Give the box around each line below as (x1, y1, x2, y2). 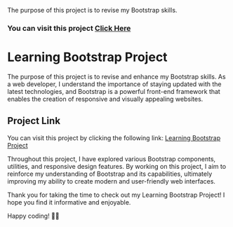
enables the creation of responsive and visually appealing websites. (7, 95, 204, 103)
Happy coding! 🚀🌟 (7, 212, 60, 220)
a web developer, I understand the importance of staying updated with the (7, 80, 222, 88)
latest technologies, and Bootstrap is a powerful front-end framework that (7, 87, 221, 95)
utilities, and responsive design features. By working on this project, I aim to (7, 162, 227, 170)
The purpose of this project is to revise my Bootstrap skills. (7, 6, 178, 14)
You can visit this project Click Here (7, 23, 131, 33)
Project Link (7, 115, 61, 127)
